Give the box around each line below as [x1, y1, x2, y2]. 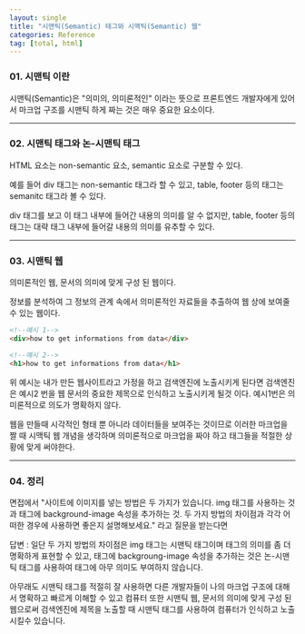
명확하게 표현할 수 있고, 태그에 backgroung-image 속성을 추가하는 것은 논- [9, 550, 275, 561]
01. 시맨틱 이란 [9, 70, 71, 83]
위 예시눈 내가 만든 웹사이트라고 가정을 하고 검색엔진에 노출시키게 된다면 [9, 376, 264, 387]
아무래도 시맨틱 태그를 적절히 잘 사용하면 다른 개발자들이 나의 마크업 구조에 [9, 580, 274, 591]
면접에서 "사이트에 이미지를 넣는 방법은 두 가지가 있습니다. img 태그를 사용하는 [9, 497, 286, 508]
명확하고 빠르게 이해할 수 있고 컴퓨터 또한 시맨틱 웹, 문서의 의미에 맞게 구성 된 [18, 592, 292, 603]
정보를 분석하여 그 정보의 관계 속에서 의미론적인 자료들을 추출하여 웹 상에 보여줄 [9, 296, 290, 307]
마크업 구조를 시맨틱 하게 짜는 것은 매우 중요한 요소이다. [18, 104, 215, 114]
